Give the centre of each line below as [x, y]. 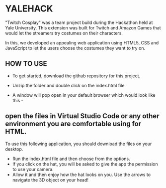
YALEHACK [29, 9]
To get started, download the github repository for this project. [76, 76]
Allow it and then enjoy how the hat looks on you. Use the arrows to [81, 175]
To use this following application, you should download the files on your [79, 144]
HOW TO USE [26, 64]
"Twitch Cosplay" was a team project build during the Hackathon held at [79, 22]
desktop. [14, 149]
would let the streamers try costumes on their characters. [64, 33]
